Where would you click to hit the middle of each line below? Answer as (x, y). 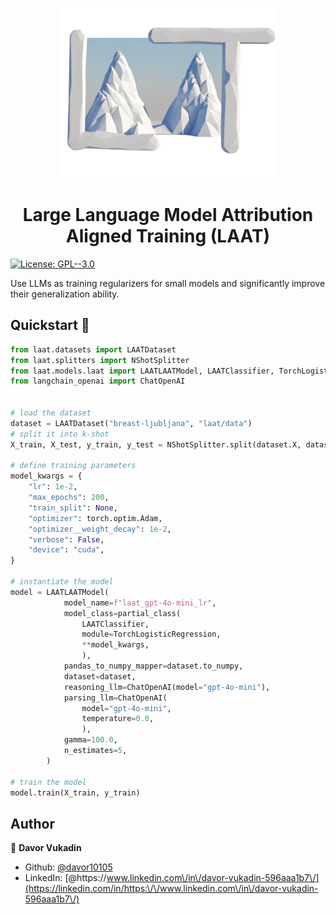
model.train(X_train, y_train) (75, 793)
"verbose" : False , (66, 539)
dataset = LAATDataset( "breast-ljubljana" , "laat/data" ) (131, 423)
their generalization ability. (65, 294)
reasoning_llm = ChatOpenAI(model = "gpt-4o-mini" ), (167, 687)
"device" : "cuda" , (66, 550)
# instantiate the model (62, 582)
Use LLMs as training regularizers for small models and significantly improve (168, 283)
